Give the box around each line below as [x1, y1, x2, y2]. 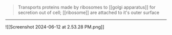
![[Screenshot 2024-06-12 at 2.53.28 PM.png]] [5, 24, 104, 29]
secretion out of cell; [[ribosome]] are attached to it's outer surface [17, 9, 160, 15]
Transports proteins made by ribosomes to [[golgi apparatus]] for [17, 4, 156, 10]
